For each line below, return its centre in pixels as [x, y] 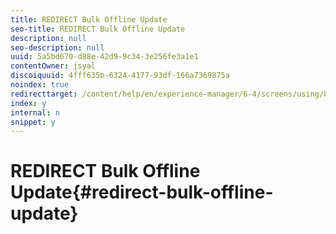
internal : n [35, 112]
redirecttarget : [44, 94]
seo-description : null [57, 47]
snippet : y [33, 122]
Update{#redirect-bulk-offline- [142, 192]
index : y [28, 103]
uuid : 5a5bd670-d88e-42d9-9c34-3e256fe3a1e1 [104, 57]
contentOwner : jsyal [53, 66]
